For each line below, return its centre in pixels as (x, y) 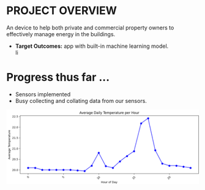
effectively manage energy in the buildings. (61, 34)
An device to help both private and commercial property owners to (90, 28)
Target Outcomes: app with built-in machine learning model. (92, 46)
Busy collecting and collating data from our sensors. (81, 101)
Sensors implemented (43, 94)
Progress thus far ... (58, 78)
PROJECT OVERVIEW (62, 11)
